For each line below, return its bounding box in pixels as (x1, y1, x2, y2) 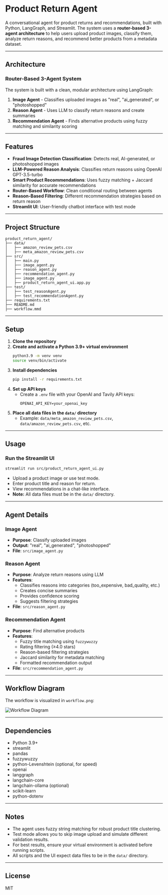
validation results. (12, 836, 49, 842)
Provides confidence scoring (19, 593, 79, 599)
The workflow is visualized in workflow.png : (5, 698, 94, 704)
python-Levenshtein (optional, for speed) (12, 761, 97, 767)
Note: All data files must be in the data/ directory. (12, 491, 115, 497)
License (5, 872, 30, 880)
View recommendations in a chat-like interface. (12, 486, 110, 492)
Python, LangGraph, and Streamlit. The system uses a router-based (5, 25, 146, 31)
